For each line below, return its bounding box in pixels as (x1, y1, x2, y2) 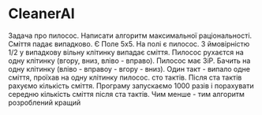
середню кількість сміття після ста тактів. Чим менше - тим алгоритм (8, 89, 245, 98)
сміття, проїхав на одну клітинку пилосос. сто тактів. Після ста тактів (8, 72, 242, 82)
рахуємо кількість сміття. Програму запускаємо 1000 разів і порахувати (8, 80, 254, 91)
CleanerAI (8, 5, 75, 23)
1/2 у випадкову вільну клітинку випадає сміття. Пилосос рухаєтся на (8, 47, 244, 57)
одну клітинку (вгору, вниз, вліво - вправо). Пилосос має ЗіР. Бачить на (8, 56, 251, 65)
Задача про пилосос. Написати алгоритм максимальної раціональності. (8, 31, 253, 40)
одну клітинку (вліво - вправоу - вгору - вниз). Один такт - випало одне (8, 64, 251, 73)
